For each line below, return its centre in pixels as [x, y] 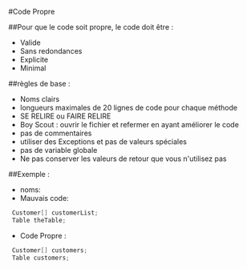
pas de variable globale [59, 150]
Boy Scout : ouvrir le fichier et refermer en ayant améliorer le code [129, 124]
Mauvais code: [45, 198]
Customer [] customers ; [50, 250]
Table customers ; [40, 258]
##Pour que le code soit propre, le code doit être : [91, 27]
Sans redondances [51, 51]
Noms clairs [40, 99]
